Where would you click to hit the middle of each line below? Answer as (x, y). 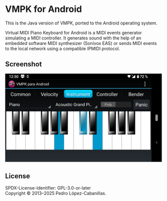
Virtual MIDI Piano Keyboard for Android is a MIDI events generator (74, 32)
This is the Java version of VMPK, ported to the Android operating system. (81, 23)
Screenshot (24, 64)
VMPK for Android (43, 9)
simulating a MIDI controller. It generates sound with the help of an (73, 38)
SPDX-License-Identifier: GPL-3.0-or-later (48, 188)
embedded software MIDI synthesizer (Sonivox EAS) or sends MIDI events (81, 43)
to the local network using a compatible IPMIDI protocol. (63, 48)
